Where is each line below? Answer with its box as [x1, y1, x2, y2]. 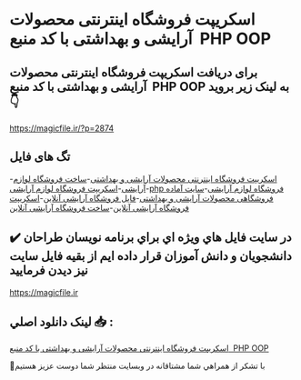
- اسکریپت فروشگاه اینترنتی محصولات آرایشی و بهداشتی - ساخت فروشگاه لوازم [9, 173, 277, 184]
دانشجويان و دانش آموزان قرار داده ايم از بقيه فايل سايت [9, 248, 293, 264]
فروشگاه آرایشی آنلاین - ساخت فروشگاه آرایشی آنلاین [9, 202, 189, 213]
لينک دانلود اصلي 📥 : [9, 315, 114, 330]
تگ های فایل [9, 149, 71, 165]
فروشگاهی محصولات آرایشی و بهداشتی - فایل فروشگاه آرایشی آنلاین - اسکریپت [9, 192, 275, 204]
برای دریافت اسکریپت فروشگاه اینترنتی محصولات [9, 65, 257, 80]
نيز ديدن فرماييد [9, 263, 88, 278]
